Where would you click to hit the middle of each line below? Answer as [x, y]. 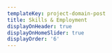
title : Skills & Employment [47, 20]
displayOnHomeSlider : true [46, 33]
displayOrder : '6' [33, 39]
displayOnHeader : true [40, 26]
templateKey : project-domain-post [57, 13]
